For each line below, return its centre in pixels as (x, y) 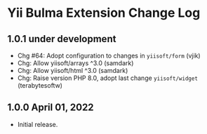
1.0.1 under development (62, 39)
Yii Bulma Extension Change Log (104, 13)
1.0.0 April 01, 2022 (51, 108)
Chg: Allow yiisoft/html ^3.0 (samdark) (73, 71)
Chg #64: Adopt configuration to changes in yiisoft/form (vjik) (109, 55)
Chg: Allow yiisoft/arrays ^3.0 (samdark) (75, 63)
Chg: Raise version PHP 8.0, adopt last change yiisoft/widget (108, 78)
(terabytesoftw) (40, 85)
